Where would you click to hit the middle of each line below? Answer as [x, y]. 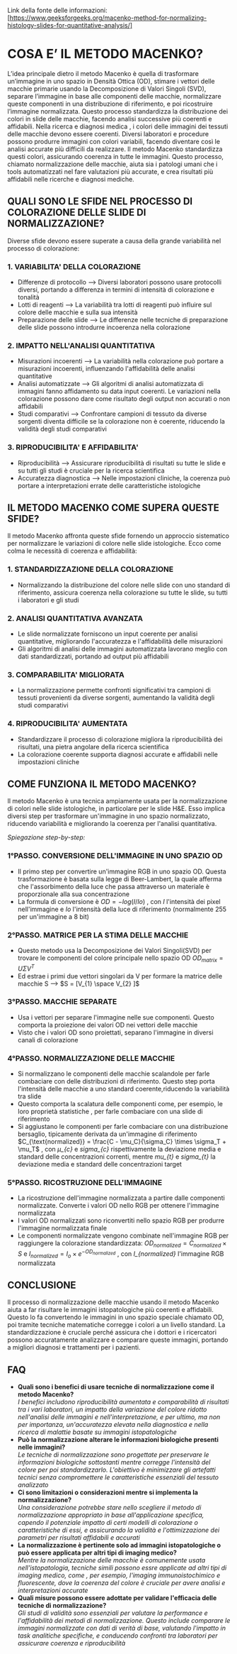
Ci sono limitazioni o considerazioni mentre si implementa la [108, 1492]
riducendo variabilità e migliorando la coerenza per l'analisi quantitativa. [112, 824]
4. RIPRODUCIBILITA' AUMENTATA [68, 724]
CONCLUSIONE [42, 1285]
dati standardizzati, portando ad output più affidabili [93, 656]
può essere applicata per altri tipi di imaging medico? [97, 1553]
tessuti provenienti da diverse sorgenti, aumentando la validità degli [116, 698]
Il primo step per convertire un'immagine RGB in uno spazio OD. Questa [122, 871]
